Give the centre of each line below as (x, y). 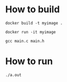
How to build (32, 9)
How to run (29, 61)
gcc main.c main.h (25, 41)
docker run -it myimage (31, 32)
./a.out (14, 75)
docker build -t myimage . (34, 23)
